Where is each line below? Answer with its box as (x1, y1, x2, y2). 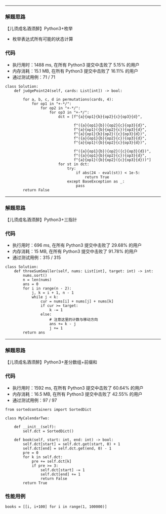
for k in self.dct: (23, 454, 63, 459)
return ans (23, 330, 45, 335)
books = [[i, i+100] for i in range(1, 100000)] (5, 504, 107, 510)
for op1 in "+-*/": (31, 101, 72, 106)
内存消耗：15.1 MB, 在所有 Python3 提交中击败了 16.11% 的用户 (12, 68, 138, 74)
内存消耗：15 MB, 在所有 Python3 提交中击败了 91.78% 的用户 (12, 249, 138, 255)
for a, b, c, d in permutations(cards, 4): (23, 97, 114, 102)
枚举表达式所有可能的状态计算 (12, 36, 73, 42)
